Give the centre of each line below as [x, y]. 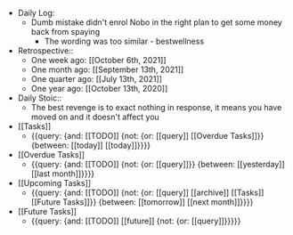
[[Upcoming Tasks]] [54, 183]
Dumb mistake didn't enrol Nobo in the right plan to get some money [156, 22]
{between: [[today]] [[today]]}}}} [91, 145]
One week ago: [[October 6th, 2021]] [98, 60]
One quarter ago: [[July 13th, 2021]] [97, 79]
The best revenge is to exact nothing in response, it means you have [156, 107]
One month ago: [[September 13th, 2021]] [107, 69]
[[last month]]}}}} [63, 174]
